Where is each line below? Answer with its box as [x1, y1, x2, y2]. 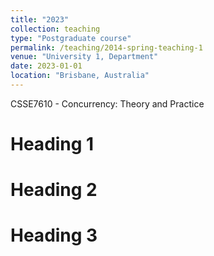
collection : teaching [10, 24, 101, 34]
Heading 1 [10, 133, 95, 156]
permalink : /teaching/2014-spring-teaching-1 [10, 42, 203, 53]
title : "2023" [10, 14, 70, 25]
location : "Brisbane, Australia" [10, 71, 150, 81]
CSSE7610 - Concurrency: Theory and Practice [10, 97, 205, 110]
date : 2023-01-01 [10, 61, 83, 71]
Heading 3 [10, 224, 98, 247]
